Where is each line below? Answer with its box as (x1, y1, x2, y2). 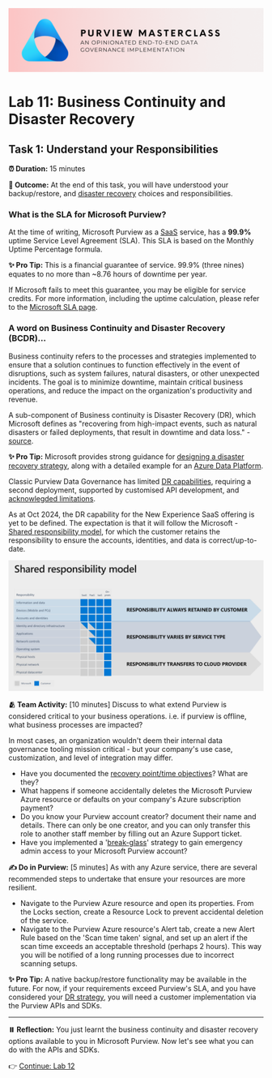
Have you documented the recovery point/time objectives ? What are (19, 768, 249, 778)
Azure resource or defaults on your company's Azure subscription (19, 794, 241, 804)
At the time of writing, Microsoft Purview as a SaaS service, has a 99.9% (8, 227, 252, 237)
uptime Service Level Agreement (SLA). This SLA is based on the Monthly (8, 236, 254, 246)
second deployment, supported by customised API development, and (8, 485, 240, 495)
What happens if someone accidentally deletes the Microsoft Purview (19, 785, 253, 795)
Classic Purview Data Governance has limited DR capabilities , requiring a (8, 476, 252, 486)
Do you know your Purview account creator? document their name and (19, 811, 257, 821)
